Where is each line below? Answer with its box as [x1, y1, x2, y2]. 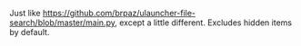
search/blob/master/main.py [9, 17, 115, 28]
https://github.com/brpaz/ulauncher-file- [42, 8, 196, 18]
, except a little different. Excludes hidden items [115, 17, 293, 28]
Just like [9, 8, 41, 18]
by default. [9, 27, 50, 37]
